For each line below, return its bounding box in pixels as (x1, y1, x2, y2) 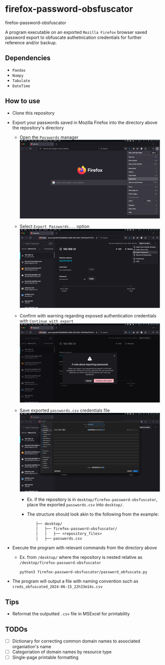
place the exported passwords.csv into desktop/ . (27, 502, 124, 508)
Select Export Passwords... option (19, 224, 90, 230)
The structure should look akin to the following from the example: (27, 511, 159, 517)
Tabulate (12, 78, 30, 83)
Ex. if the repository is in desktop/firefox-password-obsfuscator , (27, 496, 158, 502)
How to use (5, 97, 40, 105)
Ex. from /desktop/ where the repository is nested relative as (19, 554, 142, 560)
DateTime (12, 84, 30, 88)
